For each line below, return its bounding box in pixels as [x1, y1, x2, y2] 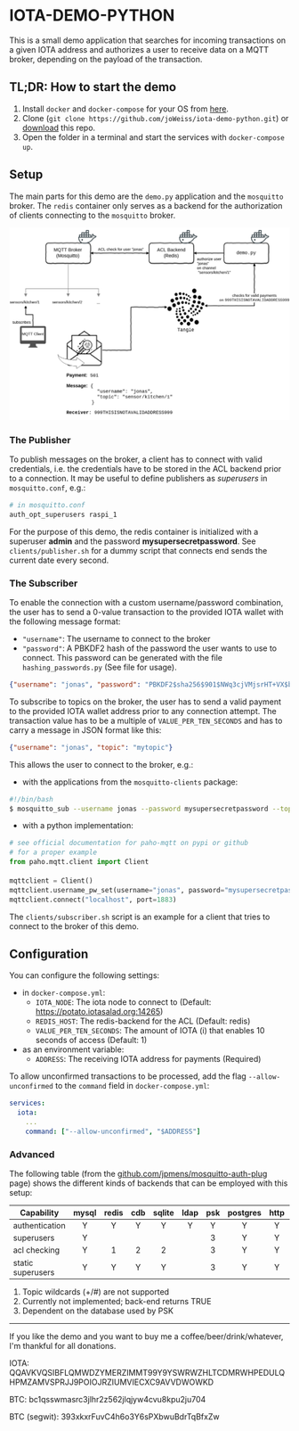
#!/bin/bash [9, 794, 53, 803]
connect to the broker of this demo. [9, 920, 140, 932]
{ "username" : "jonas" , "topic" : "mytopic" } [9, 743, 174, 752]
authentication [12, 1220, 67, 1230]
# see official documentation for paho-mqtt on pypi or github [9, 839, 249, 848]
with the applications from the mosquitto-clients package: [21, 777, 238, 787]
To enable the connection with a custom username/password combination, [9, 596, 284, 607]
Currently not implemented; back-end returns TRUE [21, 1296, 212, 1307]
